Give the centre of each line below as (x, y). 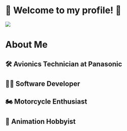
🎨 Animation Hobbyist (41, 121)
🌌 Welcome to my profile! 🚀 (63, 10)
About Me (26, 45)
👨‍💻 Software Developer (43, 84)
